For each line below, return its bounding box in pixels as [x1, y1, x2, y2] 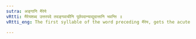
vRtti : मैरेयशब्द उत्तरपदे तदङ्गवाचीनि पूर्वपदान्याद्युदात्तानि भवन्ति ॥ [6, 14, 123, 19]
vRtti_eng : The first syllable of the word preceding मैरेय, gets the [6, 19, 175, 25]
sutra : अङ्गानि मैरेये [6, 8, 47, 14]
